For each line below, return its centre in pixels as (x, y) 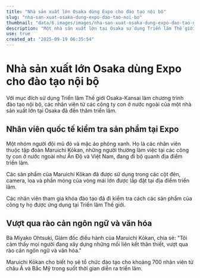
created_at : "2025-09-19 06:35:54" (50, 39)
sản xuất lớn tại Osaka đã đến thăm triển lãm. (62, 110)
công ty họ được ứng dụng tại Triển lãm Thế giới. (66, 204)
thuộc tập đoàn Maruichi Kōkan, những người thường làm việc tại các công (98, 150)
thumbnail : (20, 23)
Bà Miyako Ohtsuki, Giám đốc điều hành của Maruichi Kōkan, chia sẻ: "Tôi (97, 238)
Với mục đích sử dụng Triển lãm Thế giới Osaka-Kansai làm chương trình (95, 98)
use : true (18, 34)
